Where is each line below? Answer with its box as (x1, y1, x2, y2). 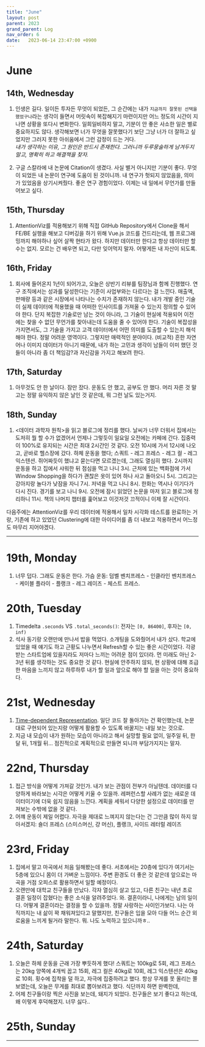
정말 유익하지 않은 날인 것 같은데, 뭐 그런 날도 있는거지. (26, 391, 157, 399)
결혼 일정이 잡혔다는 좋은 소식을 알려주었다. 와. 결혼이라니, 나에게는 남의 (15, 893, 186, 901)
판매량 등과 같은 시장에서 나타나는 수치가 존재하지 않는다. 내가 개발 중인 (15, 295, 185, 303)
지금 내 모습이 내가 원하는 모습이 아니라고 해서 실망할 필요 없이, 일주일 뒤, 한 (15, 732, 196, 739)
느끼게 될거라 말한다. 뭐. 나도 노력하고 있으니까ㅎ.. (31, 917, 151, 924)
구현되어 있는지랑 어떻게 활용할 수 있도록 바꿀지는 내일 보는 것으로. (26, 724, 185, 731)
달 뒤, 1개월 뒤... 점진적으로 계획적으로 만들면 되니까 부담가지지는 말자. (15, 739, 182, 747)
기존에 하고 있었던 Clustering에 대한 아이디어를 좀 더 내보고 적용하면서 (14, 516, 182, 523)
